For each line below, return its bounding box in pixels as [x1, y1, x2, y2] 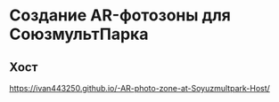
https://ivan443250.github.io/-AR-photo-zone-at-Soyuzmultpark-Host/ [9, 83, 270, 93]
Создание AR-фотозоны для [9, 5, 232, 26]
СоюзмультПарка [9, 24, 149, 44]
